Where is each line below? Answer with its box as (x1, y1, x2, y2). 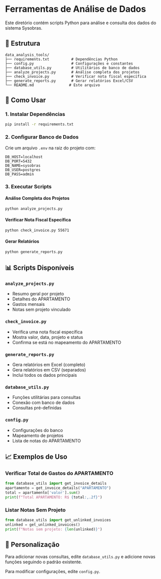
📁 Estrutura (5, 39, 40, 48)
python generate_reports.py (5, 249, 63, 254)
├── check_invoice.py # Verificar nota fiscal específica (5, 74, 147, 79)
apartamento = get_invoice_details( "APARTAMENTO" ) (5, 486, 111, 491)
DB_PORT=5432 (5, 159, 32, 164)
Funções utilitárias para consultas (12, 395, 81, 400)
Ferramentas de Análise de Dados (5, 3, 146, 15)
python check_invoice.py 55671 (5, 228, 69, 233)
